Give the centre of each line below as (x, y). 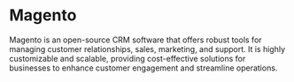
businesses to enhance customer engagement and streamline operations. (143, 68)
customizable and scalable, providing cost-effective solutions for (128, 58)
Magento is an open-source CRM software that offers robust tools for (136, 40)
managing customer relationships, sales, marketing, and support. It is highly (147, 48)
